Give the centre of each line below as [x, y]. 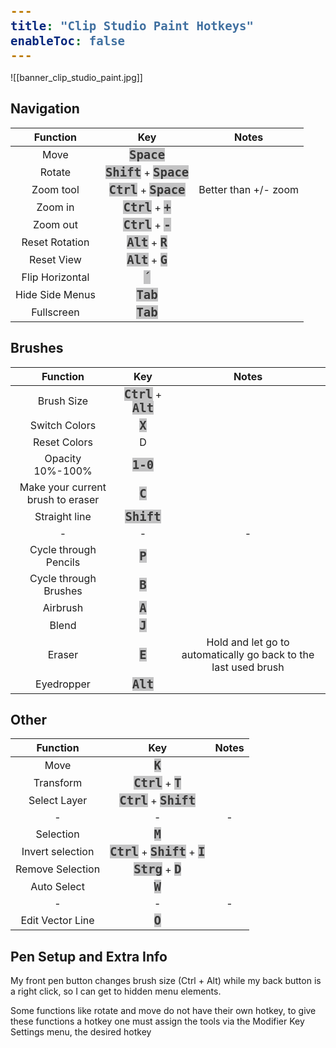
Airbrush [63, 607]
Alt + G [147, 259]
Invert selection [58, 852]
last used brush [248, 667]
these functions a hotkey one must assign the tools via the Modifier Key [157, 1021]
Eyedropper [63, 684]
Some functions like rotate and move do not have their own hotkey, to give [163, 1011]
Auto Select [57, 887]
